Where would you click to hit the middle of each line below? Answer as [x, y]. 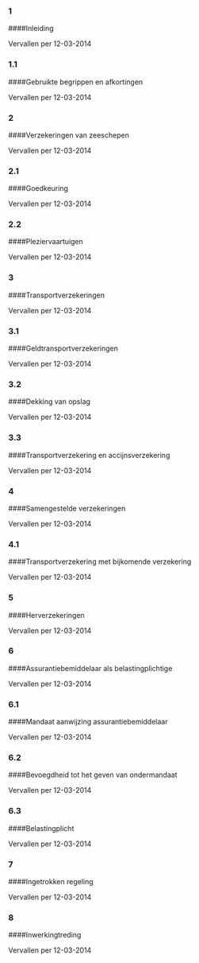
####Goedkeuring [38, 188]
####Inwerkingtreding [45, 935]
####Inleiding [31, 29]
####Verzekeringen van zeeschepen [69, 135]
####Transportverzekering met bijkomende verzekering [100, 561]
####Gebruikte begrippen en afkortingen [76, 82]
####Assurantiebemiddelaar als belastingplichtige [90, 668]
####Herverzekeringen [46, 615]
